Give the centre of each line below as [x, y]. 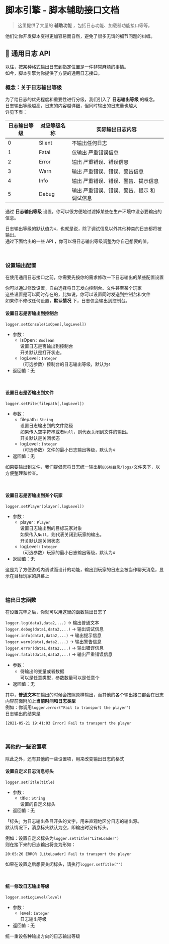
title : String [32, 798]
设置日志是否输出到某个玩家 [34, 496]
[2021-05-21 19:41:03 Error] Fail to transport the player [68, 724]
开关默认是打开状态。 [42, 352]
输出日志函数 [21, 600]
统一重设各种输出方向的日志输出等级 [43, 936]
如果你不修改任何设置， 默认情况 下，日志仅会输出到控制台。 [67, 301]
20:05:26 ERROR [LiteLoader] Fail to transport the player [68, 854]
